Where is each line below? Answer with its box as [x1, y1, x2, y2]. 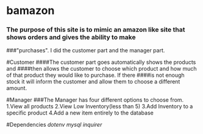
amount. [6, 85, 27, 92]
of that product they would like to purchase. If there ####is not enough [6, 71, 185, 79]
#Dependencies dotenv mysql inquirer [6, 121, 102, 129]
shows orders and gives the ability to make [6, 33, 136, 41]
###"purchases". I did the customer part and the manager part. [6, 47, 165, 54]
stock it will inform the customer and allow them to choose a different [6, 78, 180, 85]
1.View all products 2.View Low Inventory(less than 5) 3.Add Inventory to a [6, 103, 193, 110]
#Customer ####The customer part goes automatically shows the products [6, 58, 196, 66]
